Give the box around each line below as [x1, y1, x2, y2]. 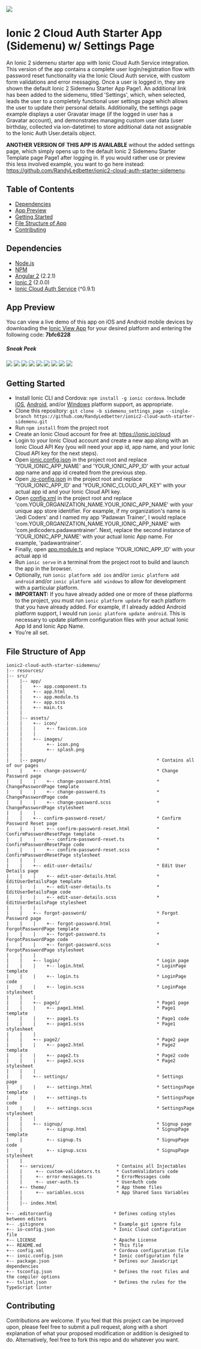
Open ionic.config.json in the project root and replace [14, 456, 147, 463]
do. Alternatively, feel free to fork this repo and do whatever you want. [6, 1336, 180, 1343]
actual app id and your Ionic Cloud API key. [14, 488, 122, 495]
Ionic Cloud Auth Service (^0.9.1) [14, 285, 96, 292]
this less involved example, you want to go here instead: [6, 160, 145, 167]
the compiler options [6, 1274, 61, 1280]
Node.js [14, 259, 35, 266]
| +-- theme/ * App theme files [6, 1184, 163, 1190]
